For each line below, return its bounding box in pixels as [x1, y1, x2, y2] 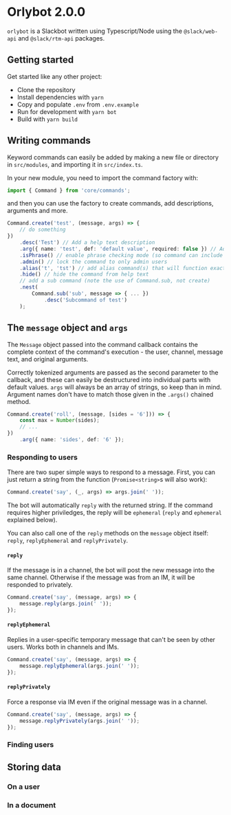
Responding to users [7, 452, 78, 462]
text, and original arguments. [7, 355, 89, 363]
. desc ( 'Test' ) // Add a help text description [19, 239, 155, 246]
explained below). [7, 516, 58, 524]
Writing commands [7, 135, 91, 146]
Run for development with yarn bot [16, 107, 117, 115]
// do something [19, 226, 67, 234]
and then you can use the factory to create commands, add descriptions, [7, 199, 214, 208]
